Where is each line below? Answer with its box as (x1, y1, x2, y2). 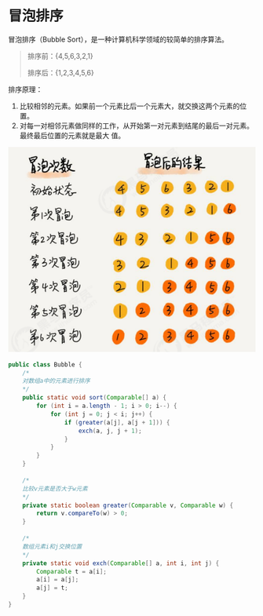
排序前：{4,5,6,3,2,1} (27, 51, 94, 60)
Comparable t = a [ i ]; (36, 567, 108, 575)
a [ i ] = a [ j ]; (36, 576, 79, 584)
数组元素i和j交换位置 (22, 542, 82, 550)
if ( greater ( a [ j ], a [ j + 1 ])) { (64, 418, 170, 426)
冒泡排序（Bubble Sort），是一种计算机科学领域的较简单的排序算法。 (8, 35, 229, 44)
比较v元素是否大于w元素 (22, 484, 88, 493)
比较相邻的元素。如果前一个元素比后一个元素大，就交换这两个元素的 (19, 101, 240, 111)
